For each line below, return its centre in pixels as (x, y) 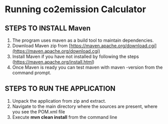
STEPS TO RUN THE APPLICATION (60, 89)
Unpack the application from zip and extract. (59, 101)
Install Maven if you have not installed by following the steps (76, 56)
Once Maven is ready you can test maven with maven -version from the (87, 67)
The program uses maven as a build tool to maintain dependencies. (83, 40)
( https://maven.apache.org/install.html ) (53, 62)
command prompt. (32, 73)
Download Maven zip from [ (41, 46)
